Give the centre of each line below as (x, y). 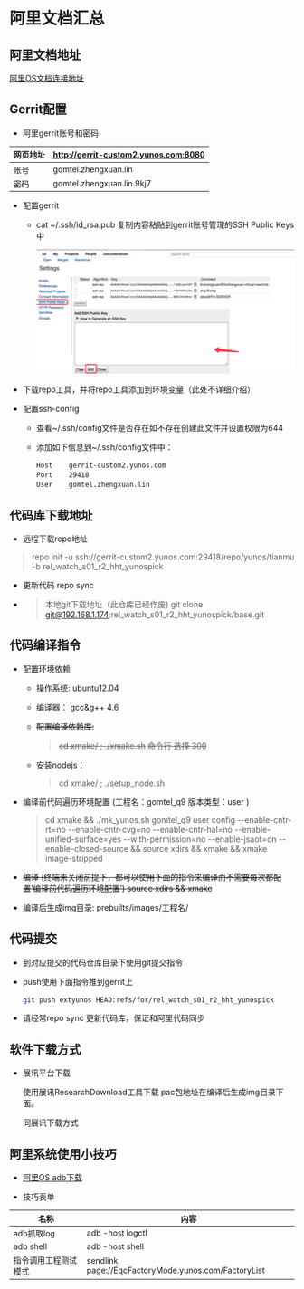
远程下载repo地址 (55, 539)
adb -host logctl (117, 1233)
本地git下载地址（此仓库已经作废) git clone (124, 604)
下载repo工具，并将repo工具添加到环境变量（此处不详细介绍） (139, 389)
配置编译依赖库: (65, 726)
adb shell (30, 1246)
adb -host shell (115, 1246)
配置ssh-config (51, 409)
